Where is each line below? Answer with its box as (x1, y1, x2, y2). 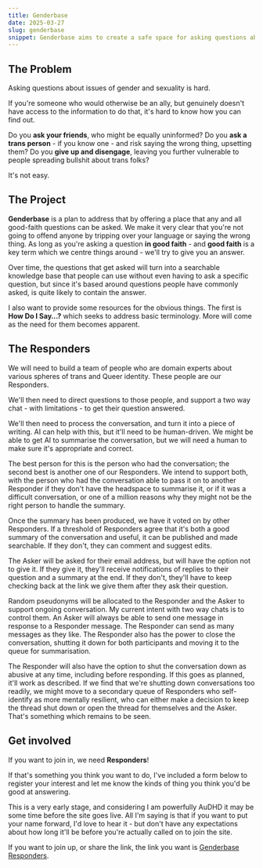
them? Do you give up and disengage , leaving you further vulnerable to (8, 147, 240, 157)
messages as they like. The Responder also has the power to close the (8, 629, 236, 639)
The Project (8, 193, 67, 206)
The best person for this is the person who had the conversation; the (8, 458, 229, 468)
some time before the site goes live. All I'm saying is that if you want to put (8, 810, 248, 820)
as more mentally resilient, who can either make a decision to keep (34, 695, 249, 704)
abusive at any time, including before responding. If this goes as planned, (8, 669, 245, 679)
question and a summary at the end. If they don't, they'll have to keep (8, 572, 232, 582)
